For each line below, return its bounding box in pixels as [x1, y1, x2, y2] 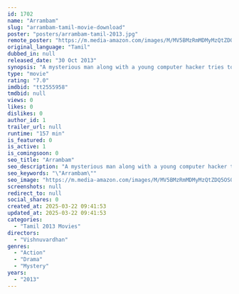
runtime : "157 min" [7, 130, 65, 137]
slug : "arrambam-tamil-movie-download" [7, 24, 126, 31]
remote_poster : [7, 37, 53, 44]
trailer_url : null [7, 123, 62, 131]
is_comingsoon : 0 [7, 150, 59, 157]
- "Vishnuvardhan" [14, 236, 69, 243]
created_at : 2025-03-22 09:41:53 [7, 203, 107, 211]
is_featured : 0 [7, 136, 53, 143]
